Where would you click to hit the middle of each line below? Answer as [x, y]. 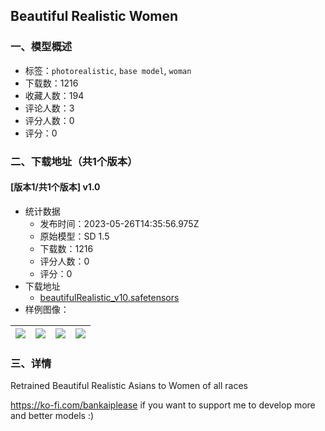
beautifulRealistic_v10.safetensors [109, 297]
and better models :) [52, 416]
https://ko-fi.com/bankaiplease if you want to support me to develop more [163, 405]
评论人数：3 [49, 108]
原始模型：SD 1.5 [74, 236]
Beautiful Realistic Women [94, 16]
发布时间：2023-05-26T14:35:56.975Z [119, 223]
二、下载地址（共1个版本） [74, 161]
